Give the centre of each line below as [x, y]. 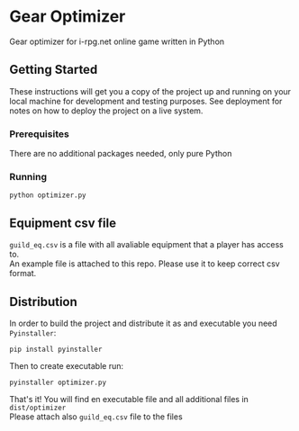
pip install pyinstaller [56, 349]
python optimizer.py [48, 195]
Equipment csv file [63, 223]
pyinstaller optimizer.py [58, 382]
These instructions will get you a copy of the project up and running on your [150, 91]
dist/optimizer [38, 408]
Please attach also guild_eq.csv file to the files [96, 417]
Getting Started [54, 70]
